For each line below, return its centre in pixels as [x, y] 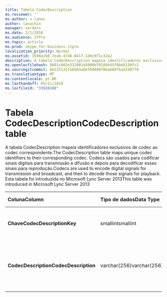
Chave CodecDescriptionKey [42, 224]
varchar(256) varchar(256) [132, 266]
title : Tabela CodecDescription [39, 10]
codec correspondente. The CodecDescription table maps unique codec [79, 153]
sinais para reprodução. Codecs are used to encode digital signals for [76, 169]
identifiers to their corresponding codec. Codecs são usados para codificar [82, 158]
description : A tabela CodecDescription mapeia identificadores [73, 60]
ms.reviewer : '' [22, 14]
